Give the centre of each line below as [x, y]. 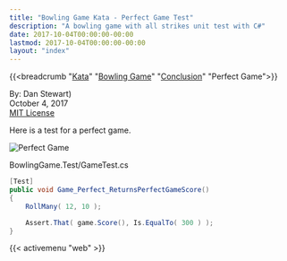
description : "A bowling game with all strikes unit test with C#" [138, 26]
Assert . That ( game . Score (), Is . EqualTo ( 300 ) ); [120, 222]
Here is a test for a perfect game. [70, 130]
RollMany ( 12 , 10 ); [63, 206]
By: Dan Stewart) [41, 94]
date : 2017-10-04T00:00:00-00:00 [72, 34]
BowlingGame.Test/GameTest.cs [69, 165]
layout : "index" [39, 51]
